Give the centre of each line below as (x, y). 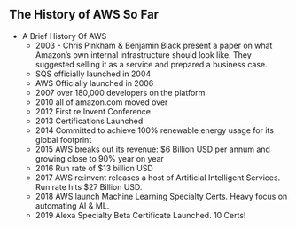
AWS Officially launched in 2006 (94, 83)
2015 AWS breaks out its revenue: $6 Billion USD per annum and (152, 149)
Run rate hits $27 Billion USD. (89, 186)
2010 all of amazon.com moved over (101, 102)
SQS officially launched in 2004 (93, 74)
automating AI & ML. (72, 205)
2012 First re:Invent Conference (93, 111)
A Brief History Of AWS (64, 36)
